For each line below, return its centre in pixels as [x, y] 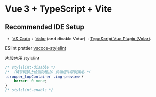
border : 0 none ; [31, 81]
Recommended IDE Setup [45, 27]
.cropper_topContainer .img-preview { [45, 77]
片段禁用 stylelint [22, 58]
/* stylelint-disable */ [30, 67]
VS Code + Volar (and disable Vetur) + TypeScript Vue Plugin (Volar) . [82, 39]
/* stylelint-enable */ [29, 90]
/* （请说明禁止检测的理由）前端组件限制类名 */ [48, 72]
